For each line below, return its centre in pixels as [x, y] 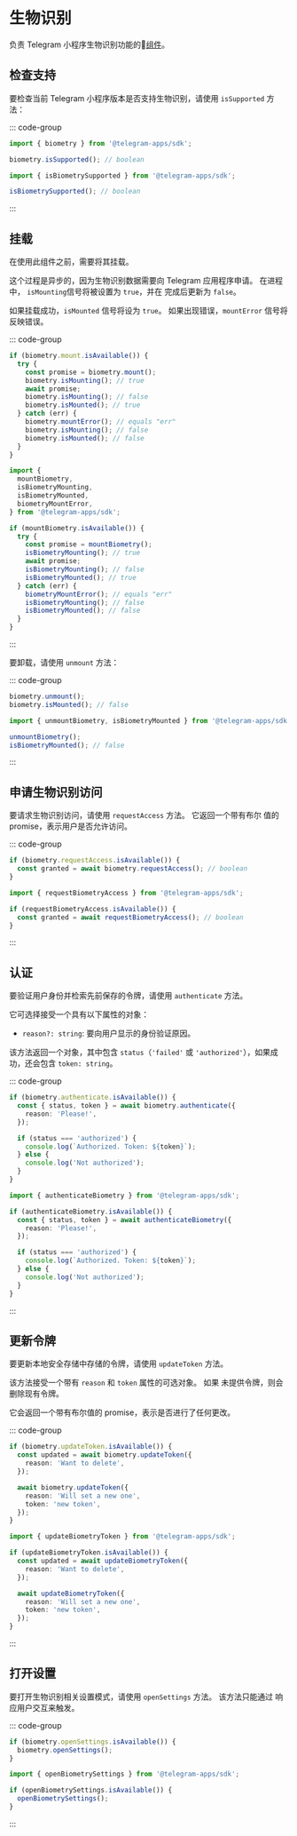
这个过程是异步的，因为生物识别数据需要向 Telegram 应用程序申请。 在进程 [146, 281]
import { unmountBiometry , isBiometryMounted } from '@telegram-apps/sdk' [150, 720]
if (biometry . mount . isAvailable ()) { [79, 356]
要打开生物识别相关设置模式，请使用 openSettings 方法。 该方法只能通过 [141, 1697]
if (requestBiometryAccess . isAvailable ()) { [93, 909]
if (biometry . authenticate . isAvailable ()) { [93, 1098]
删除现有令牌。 [36, 1394]
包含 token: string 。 [78, 1063]
